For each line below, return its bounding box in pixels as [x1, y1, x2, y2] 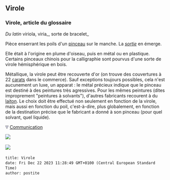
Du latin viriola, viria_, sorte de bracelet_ [5, 30, 89, 37]
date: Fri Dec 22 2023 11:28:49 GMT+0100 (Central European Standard [5, 160, 156, 165]
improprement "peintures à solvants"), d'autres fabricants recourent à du [5, 92, 158, 98]
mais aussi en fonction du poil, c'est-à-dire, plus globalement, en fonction [5, 103, 160, 110]
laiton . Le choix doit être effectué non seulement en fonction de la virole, [5, 98, 157, 104]
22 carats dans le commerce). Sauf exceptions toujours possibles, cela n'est [5, 76, 165, 83]
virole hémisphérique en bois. [5, 61, 67, 67]
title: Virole [5, 155, 36, 160]
